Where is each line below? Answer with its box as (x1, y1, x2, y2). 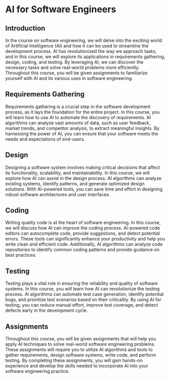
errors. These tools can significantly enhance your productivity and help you (5, 236, 165, 242)
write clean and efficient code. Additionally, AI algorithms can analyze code (5, 241, 163, 248)
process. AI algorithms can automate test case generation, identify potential (5, 291, 164, 297)
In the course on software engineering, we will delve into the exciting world (5, 37, 162, 43)
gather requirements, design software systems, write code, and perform (5, 352, 156, 358)
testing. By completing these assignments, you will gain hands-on (5, 358, 143, 364)
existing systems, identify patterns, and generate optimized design (5, 180, 145, 186)
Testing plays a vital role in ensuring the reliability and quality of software (5, 280, 158, 286)
